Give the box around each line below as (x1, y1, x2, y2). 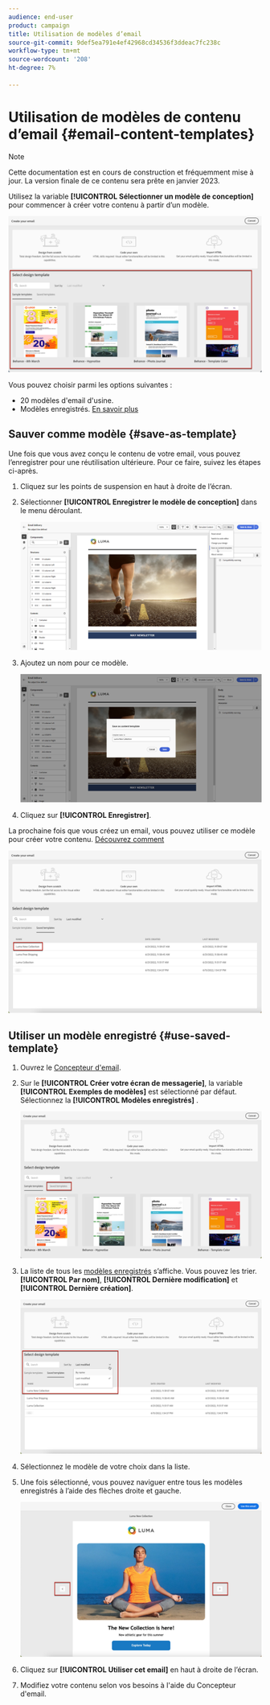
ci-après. (8, 466, 39, 475)
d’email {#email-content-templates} (8, 125, 256, 143)
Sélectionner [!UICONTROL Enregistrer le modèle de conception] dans (19, 497, 257, 507)
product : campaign (8, 21, 70, 30)
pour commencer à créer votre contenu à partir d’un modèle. (8, 199, 210, 209)
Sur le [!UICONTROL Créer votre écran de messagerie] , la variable (19, 1078, 243, 1087)
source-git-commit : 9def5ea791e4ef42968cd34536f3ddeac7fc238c (8, 39, 221, 47)
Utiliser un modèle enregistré (8, 1029, 157, 1042)
